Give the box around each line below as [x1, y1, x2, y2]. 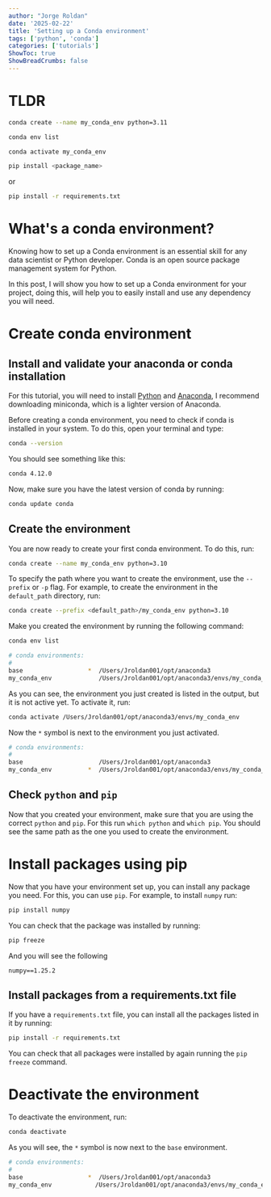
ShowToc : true [8, 49, 56, 57]
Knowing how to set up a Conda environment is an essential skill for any [8, 247, 248, 256]
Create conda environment [8, 325, 192, 344]
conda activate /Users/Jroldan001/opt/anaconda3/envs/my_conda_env [8, 713, 240, 721]
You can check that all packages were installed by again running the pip [8, 1048, 248, 1059]
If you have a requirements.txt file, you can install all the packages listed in [8, 1009, 260, 1019]
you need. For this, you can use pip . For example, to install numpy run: [8, 890, 238, 900]
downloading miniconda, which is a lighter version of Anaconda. [8, 399, 222, 409]
